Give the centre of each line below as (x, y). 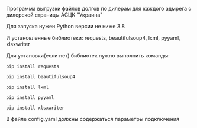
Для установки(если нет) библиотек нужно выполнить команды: (88, 55)
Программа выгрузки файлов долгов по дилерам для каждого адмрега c (99, 9)
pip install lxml (28, 87)
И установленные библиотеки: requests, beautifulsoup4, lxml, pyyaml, (93, 38)
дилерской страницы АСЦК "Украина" (54, 15)
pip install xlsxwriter (35, 108)
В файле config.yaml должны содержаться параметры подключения (93, 119)
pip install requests (33, 66)
